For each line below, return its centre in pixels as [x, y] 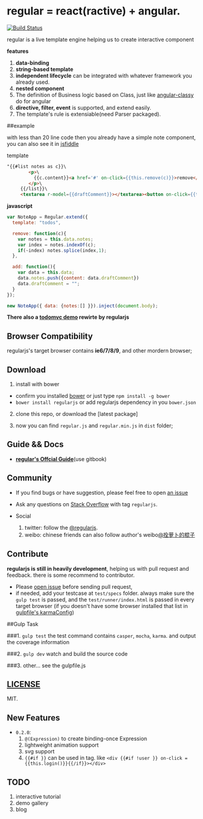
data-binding [33, 63]
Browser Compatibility [50, 336]
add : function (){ [34, 267]
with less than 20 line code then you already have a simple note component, [101, 137]
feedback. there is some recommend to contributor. [71, 575]
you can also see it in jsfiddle [43, 143]
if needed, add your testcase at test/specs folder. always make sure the [105, 593]
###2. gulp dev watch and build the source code [67, 654]
